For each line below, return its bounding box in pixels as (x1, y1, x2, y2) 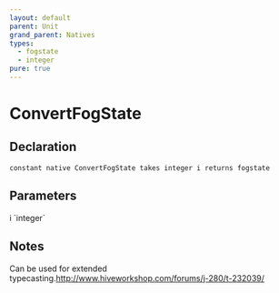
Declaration (9, 139, 77, 155)
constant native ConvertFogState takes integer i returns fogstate (9, 163, 271, 173)
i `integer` (9, 212, 45, 223)
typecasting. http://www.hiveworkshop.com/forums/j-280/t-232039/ (9, 272, 265, 283)
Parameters (9, 188, 77, 204)
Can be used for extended (9, 263, 107, 274)
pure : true (9, 65, 51, 74)
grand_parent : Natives (9, 30, 95, 39)
